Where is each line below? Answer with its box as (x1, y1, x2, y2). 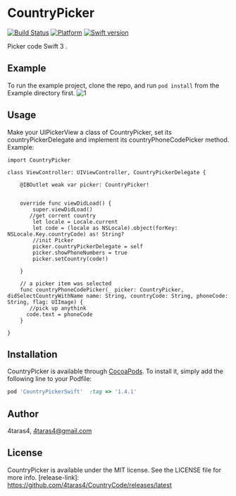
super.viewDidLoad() (32, 206, 93, 213)
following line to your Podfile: (7, 375, 92, 383)
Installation (7, 348, 58, 361)
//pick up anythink (29, 305, 87, 312)
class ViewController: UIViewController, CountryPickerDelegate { (7, 169, 206, 176)
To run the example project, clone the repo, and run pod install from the (7, 81, 220, 90)
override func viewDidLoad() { (20, 200, 112, 207)
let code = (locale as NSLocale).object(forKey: (32, 224, 178, 231)
